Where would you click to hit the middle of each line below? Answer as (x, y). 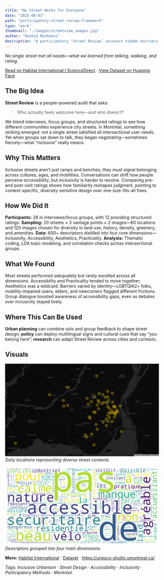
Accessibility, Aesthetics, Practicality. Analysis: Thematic (85, 238)
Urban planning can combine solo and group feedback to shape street (76, 329)
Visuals (17, 354)
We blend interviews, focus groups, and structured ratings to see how (75, 122)
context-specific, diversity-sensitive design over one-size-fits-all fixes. (76, 190)
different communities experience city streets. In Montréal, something (75, 127)
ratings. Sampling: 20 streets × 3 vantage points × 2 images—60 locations (80, 223)
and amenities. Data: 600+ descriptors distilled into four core (67, 233)
